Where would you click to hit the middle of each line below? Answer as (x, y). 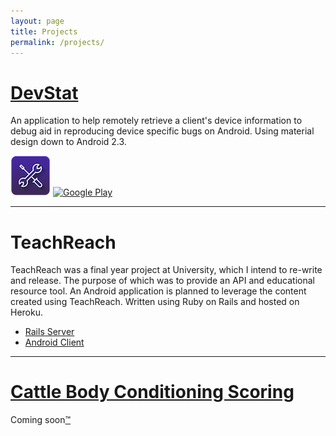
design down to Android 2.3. (68, 142)
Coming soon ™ (41, 420)
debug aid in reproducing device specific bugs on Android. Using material (162, 131)
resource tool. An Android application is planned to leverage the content (158, 291)
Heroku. (26, 312)
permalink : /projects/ (57, 42)
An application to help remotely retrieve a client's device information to (156, 121)
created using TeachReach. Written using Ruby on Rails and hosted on (155, 302)
